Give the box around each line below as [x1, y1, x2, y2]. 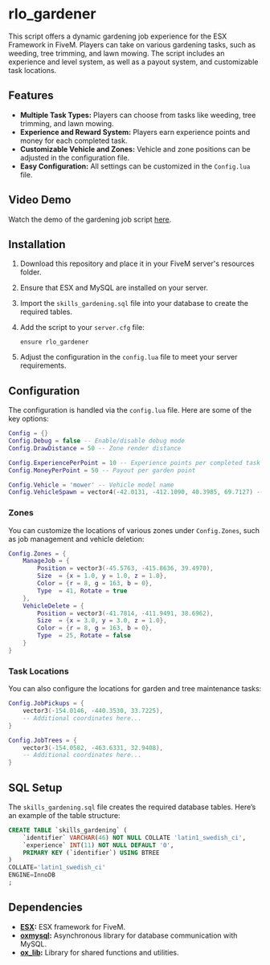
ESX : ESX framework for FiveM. [19, 922, 126, 931]
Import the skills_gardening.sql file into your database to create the [19, 299, 249, 308]
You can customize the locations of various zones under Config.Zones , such [8, 525, 260, 535]
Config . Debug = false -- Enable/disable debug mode [8, 437, 185, 446]
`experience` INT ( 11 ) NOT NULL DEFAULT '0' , [22, 841, 174, 849]
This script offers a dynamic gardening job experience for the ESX [8, 31, 227, 41]
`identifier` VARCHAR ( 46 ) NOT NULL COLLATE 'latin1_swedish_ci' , [22, 833, 247, 841]
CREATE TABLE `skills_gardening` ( [8, 826, 128, 834]
